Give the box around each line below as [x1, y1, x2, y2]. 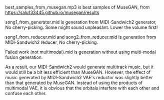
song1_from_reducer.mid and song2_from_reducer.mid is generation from [5, 34, 156, 40]
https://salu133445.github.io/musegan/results [5, 9, 99, 15]
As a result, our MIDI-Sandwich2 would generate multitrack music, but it [5, 64, 154, 70]
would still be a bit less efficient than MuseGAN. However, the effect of [5, 69, 151, 75]
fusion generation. [5, 54, 43, 60]
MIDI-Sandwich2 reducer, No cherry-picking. [5, 39, 98, 45]
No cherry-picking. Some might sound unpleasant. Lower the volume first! [5, 24, 158, 30]
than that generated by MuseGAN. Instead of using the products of [5, 80, 143, 86]
